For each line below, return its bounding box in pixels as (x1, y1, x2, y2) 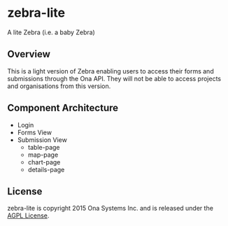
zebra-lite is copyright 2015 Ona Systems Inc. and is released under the (7, 204, 213, 213)
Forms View (17, 128, 52, 136)
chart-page (27, 157, 61, 166)
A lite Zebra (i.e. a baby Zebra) (7, 28, 96, 36)
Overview (7, 48, 51, 60)
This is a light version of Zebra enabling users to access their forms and (7, 66, 215, 75)
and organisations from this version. (7, 82, 111, 90)
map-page (27, 150, 59, 159)
